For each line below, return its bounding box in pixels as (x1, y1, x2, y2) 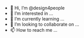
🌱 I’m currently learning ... (10, 16, 65, 22)
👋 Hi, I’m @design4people (10, 5, 65, 11)
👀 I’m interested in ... (10, 10, 53, 16)
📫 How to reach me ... (10, 27, 58, 33)
